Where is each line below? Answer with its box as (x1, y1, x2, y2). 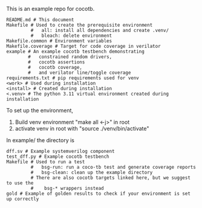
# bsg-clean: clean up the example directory (30, 169, 153, 175)
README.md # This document (6, 17, 74, 23)
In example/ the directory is (6, 137, 74, 144)
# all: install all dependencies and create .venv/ (30, 27, 169, 33)
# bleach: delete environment (30, 33, 112, 39)
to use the (6, 180, 34, 186)
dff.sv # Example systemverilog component (6, 148, 115, 154)
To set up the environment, (6, 107, 74, 114)
